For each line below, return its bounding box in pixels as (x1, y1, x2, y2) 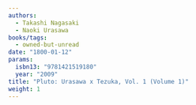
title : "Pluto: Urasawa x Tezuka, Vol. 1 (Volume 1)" (8, 77, 190, 85)
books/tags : (8, 33, 47, 42)
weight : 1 (8, 84, 41, 93)
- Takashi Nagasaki (15, 19, 80, 27)
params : (8, 56, 34, 64)
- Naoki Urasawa (15, 26, 69, 34)
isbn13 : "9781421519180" (15, 63, 97, 71)
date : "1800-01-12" (8, 48, 73, 56)
